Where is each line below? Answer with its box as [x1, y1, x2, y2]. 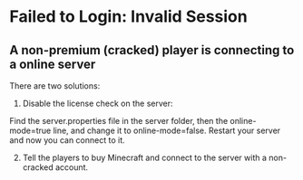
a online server [9, 56, 96, 71]
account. [54, 162, 89, 173]
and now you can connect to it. [9, 135, 125, 146]
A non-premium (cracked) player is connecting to [9, 43, 295, 58]
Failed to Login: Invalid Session [9, 6, 248, 27]
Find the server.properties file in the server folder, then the [9, 116, 229, 126]
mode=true [9, 125, 52, 136]
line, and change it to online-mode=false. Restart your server [53, 125, 281, 136]
